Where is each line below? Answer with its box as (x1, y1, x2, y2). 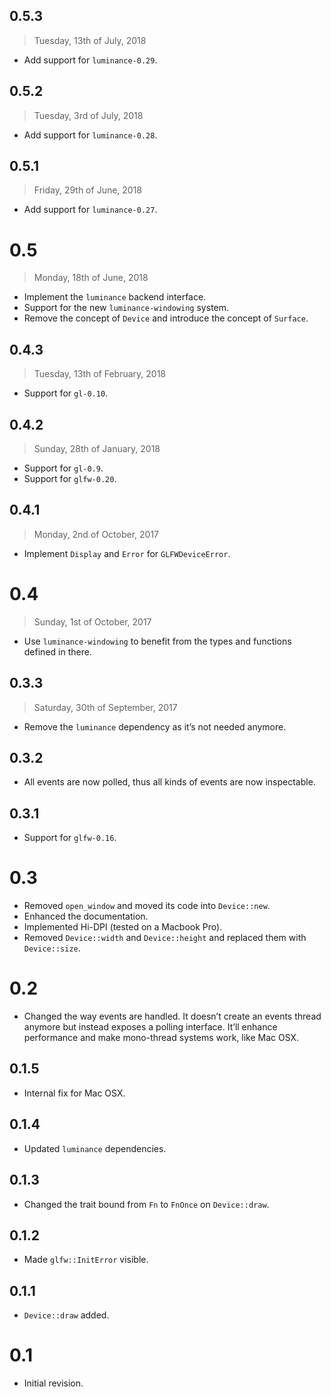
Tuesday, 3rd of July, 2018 (33, 109, 144, 121)
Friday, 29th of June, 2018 (33, 184, 143, 196)
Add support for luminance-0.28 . (23, 129, 158, 141)
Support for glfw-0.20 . (23, 473, 117, 484)
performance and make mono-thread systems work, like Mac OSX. (23, 1032, 300, 1044)
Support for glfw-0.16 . (23, 832, 117, 844)
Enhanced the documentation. (23, 910, 149, 923)
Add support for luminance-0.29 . (23, 54, 158, 66)
